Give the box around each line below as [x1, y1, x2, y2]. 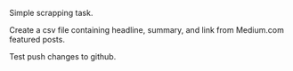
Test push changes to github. [9, 51, 117, 61]
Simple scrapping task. [9, 8, 94, 18]
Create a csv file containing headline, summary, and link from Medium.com [9, 25, 285, 35]
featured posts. [9, 35, 65, 44]
